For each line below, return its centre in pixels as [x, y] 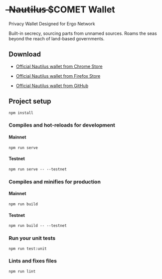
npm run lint [22, 271]
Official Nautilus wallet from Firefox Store [58, 76]
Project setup [30, 101]
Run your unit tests [32, 238]
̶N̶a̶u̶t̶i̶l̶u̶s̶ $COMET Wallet [62, 10]
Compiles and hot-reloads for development [62, 125]
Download [25, 55]
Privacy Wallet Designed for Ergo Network [52, 23]
